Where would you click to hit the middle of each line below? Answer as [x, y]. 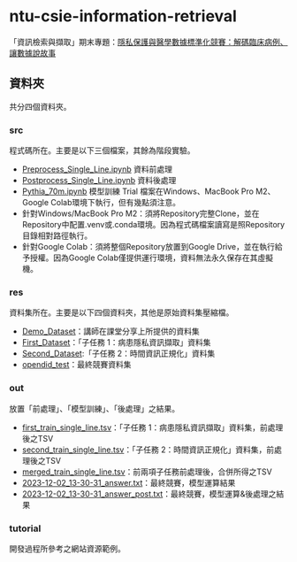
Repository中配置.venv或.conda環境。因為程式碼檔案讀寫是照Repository [153, 225]
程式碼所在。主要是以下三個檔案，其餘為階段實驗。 [102, 150]
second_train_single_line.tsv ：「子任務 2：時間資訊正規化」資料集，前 [148, 450]
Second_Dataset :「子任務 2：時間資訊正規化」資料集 [118, 354]
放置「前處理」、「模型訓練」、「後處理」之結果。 [94, 408]
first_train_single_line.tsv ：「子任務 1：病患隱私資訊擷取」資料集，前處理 [152, 427]
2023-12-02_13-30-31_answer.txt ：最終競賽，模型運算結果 [129, 482]
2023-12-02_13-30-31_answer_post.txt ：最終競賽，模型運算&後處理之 [149, 494]
